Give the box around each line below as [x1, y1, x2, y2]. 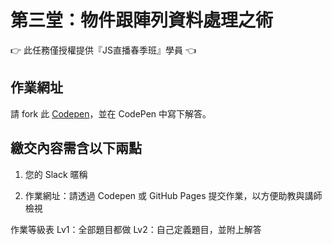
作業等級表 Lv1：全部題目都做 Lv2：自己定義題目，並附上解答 [10, 223, 262, 235]
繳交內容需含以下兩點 [10, 140, 142, 157]
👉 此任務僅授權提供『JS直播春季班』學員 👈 [10, 44, 197, 56]
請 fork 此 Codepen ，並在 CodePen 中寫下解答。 [10, 107, 212, 120]
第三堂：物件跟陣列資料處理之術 [10, 9, 274, 32]
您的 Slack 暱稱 [24, 168, 88, 180]
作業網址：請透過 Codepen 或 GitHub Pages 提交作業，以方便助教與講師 [24, 189, 323, 201]
